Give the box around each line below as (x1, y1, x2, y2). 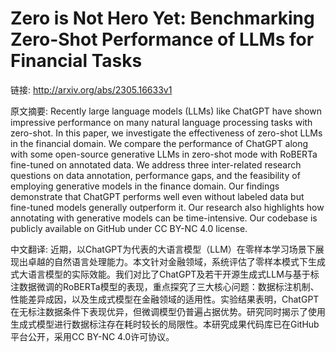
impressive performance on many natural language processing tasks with (10, 116, 313, 128)
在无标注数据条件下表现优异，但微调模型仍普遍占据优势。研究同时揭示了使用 (10, 305, 326, 317)
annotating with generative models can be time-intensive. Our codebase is (10, 212, 318, 224)
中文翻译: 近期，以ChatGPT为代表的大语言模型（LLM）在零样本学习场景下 (10, 243, 316, 255)
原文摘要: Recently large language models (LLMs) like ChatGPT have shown (10, 105, 322, 117)
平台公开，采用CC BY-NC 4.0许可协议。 (10, 330, 175, 342)
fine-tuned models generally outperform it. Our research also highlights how (10, 201, 325, 213)
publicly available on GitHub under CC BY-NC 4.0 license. (10, 222, 248, 234)
